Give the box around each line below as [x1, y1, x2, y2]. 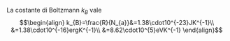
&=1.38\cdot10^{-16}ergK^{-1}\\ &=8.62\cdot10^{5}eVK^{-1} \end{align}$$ [10, 26, 223, 34]
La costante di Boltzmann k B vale [6, 6, 102, 16]
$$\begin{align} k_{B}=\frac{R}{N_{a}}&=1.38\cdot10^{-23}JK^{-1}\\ [19, 18, 215, 26]
